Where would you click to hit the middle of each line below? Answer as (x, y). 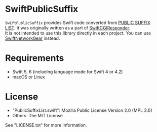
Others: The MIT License (38, 115)
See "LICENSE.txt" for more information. (46, 125)
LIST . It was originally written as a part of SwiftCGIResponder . (68, 27)
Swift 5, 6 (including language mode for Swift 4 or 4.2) (68, 72)
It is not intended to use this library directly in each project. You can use (78, 33)
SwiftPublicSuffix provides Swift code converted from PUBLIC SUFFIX (78, 23)
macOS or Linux (29, 77)
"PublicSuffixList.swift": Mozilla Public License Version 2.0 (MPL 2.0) (82, 110)
